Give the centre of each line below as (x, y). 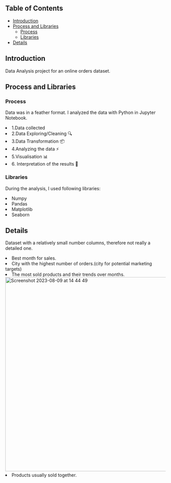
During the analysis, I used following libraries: (53, 188)
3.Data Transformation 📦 (38, 141)
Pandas (20, 203)
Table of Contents (34, 8)
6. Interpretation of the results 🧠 (45, 164)
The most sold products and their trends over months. (68, 274)
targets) (13, 269)
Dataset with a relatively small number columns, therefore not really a (78, 243)
